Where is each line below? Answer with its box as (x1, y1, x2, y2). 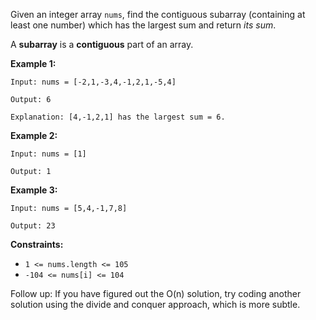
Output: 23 (10, 221, 56, 231)
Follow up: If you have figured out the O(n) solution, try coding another (10, 288, 302, 299)
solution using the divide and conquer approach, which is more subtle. (10, 299, 301, 310)
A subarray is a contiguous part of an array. (10, 39, 194, 50)
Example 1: (10, 58, 57, 69)
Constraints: (10, 239, 64, 250)
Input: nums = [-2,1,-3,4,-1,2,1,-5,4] (10, 77, 177, 87)
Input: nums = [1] (10, 149, 87, 159)
